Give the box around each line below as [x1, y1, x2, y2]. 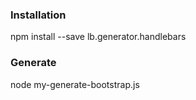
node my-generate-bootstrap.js [10, 78, 140, 90]
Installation [10, 8, 67, 22]
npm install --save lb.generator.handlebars [10, 31, 187, 43]
